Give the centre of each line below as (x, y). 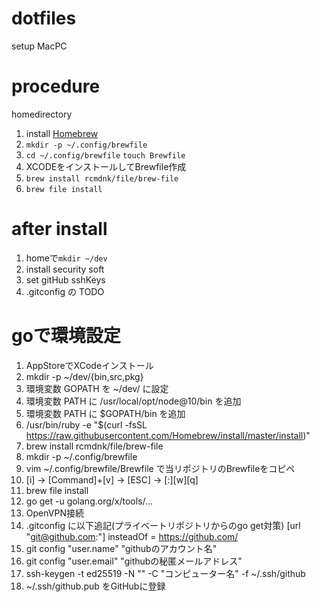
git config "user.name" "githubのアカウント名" (121, 548)
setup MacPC (39, 46)
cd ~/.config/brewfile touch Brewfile (105, 155)
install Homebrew (62, 133)
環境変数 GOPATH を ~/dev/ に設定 (97, 388)
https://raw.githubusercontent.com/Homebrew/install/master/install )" (168, 435)
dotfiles (44, 18)
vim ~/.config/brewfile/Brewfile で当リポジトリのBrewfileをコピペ (160, 468)
